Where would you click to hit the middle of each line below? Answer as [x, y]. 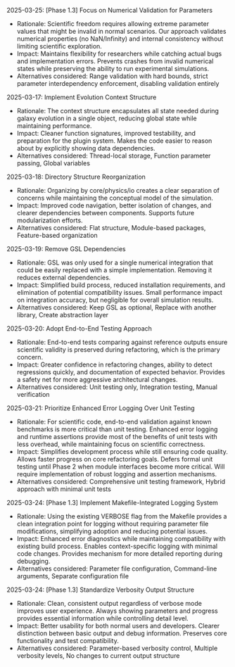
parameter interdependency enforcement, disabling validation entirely [118, 83]
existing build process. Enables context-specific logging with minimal [117, 546]
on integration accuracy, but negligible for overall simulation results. [115, 300]
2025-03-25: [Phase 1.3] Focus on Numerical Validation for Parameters [109, 10]
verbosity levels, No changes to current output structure [98, 656]
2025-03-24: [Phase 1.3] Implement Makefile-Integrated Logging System [113, 503]
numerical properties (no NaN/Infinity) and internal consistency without [120, 39]
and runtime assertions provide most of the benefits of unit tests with [117, 437]
